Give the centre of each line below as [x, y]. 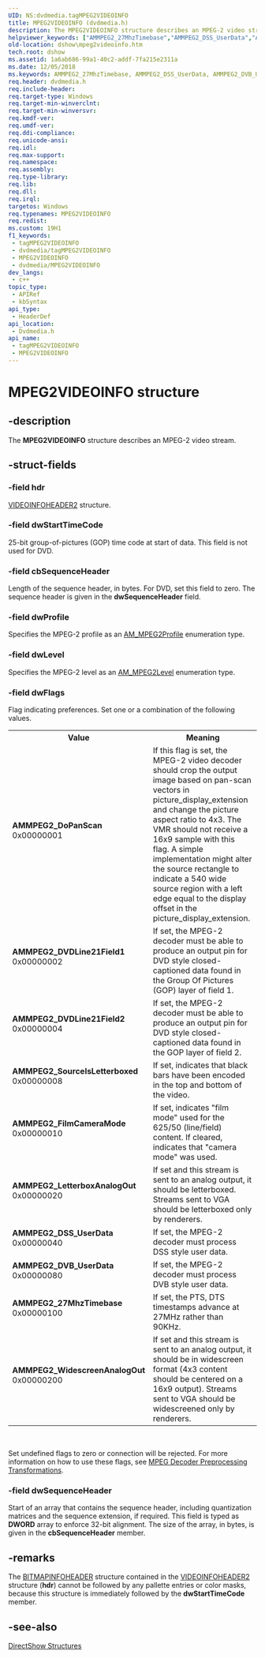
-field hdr [27, 488]
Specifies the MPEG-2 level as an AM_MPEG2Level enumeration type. [122, 672]
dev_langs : [26, 272]
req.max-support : [37, 155]
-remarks [32, 1557]
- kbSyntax [29, 302]
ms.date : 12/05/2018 [42, 67]
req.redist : [28, 221]
